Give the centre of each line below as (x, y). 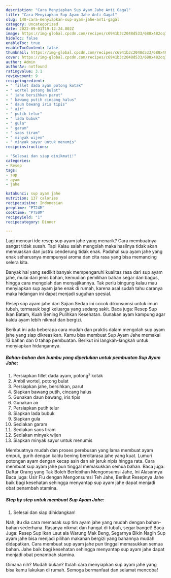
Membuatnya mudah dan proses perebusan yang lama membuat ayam (80, 451)
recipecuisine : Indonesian (34, 203)
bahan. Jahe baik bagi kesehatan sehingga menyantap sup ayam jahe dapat (85, 550)
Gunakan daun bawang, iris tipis (47, 397)
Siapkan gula (27, 419)
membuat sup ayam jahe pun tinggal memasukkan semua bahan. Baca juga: (85, 467)
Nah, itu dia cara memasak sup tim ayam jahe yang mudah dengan (75, 522)
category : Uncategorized (32, 24)
